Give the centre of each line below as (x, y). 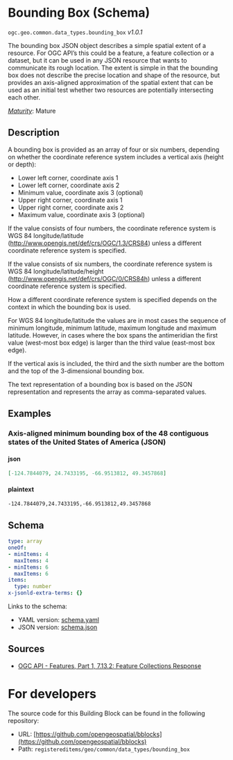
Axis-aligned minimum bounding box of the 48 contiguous (108, 434)
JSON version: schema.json (58, 627)
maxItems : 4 (32, 561)
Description (34, 133)
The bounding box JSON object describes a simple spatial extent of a (107, 45)
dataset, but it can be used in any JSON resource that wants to (97, 60)
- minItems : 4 (28, 554)
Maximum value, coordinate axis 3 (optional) (81, 214)
